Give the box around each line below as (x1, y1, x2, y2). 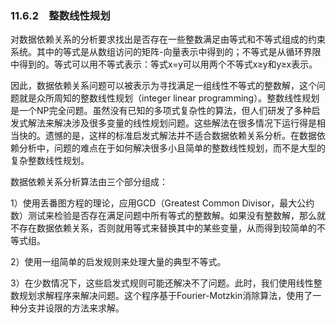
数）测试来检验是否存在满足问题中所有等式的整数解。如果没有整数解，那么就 (10, 210, 326, 222)
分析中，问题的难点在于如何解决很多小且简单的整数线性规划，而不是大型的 (18, 142, 326, 154)
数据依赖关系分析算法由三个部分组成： (10, 176, 168, 188)
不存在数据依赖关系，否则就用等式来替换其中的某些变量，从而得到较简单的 (10, 222, 317, 234)
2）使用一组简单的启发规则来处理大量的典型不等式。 (10, 256, 227, 268)
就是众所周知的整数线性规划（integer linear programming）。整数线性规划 (18, 92, 320, 104)
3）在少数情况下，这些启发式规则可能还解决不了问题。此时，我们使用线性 (10, 277, 314, 289)
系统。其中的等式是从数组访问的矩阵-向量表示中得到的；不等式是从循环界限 (10, 46, 322, 58)
